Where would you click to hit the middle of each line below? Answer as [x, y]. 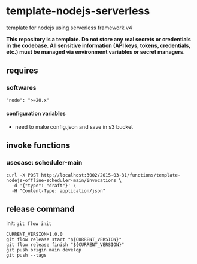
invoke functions [38, 146]
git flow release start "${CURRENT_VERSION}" [64, 240]
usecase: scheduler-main [44, 163]
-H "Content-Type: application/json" [59, 191]
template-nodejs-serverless [78, 11]
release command [40, 209]
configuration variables [36, 113]
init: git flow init [29, 223]
